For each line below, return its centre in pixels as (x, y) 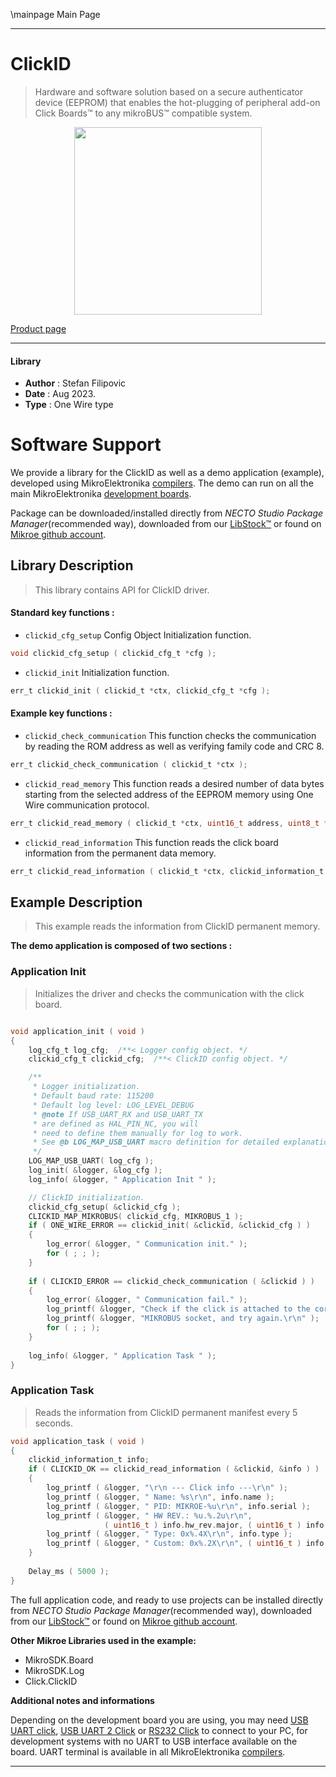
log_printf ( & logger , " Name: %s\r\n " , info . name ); (160, 1497)
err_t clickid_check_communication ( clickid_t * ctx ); (129, 765)
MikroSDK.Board (59, 1660)
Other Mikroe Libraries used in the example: (103, 1640)
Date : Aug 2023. (60, 394)
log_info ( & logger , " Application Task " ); (122, 1355)
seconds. (54, 1423)
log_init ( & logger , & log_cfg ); (95, 1170)
